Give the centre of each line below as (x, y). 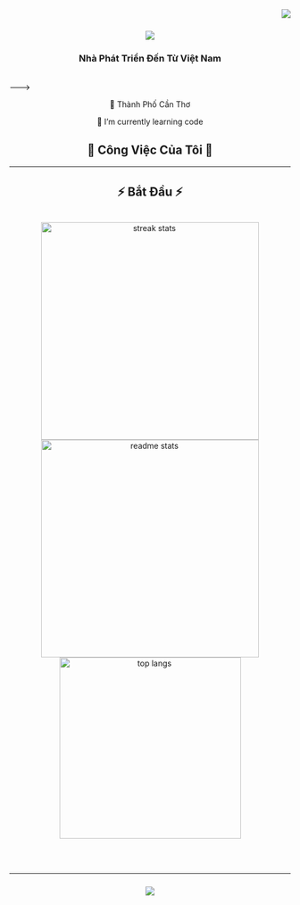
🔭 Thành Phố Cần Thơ (150, 104)
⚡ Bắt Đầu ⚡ (150, 191)
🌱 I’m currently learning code (150, 122)
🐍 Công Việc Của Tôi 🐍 (150, 149)
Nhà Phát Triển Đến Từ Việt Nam (150, 59)
